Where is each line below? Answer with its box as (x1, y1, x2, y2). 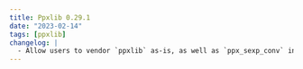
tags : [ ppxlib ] (9, 30, 67, 39)
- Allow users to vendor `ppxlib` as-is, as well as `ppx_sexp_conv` (17, 47, 284, 56)
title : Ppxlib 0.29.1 (9, 13, 91, 22)
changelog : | (9, 38, 59, 47)
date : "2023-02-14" (9, 22, 83, 30)
